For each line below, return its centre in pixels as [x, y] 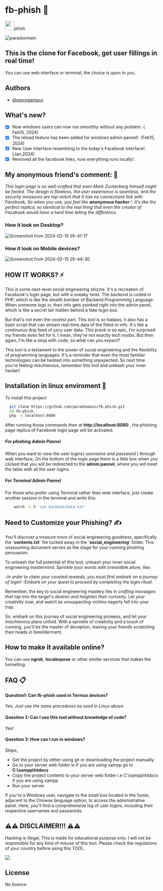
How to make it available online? [55, 647]
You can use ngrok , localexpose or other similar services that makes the [78, 659]
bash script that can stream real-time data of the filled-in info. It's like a [76, 325]
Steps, [11, 750]
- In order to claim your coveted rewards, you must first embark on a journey [81, 577]
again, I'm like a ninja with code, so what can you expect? [63, 340]
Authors [18, 88]
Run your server [28, 785]
